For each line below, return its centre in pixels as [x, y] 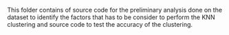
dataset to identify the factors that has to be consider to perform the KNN [111, 17]
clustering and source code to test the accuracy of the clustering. [100, 24]
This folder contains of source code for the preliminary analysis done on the [115, 10]
